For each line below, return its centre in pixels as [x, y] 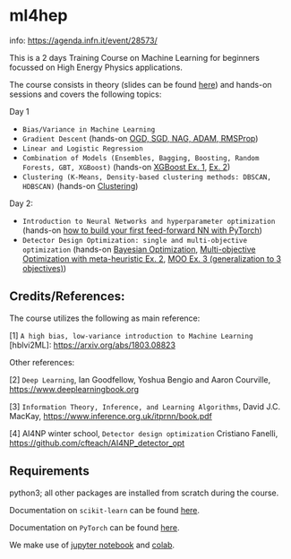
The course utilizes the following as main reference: [105, 318]
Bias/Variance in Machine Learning [89, 129]
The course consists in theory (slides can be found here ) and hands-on [141, 84]
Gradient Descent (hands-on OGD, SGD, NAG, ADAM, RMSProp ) [140, 138]
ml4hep [39, 16]
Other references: [42, 362]
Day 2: [21, 203]
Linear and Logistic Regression [82, 149]
